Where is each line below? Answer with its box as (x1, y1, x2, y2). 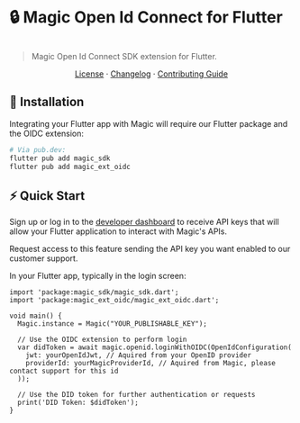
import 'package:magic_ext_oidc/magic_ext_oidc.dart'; (9, 296, 220, 305)
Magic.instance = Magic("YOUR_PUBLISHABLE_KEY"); (17, 319, 207, 328)
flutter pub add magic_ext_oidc (9, 162, 131, 171)
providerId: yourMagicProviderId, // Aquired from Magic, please (25, 359, 277, 368)
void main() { (9, 311, 63, 320)
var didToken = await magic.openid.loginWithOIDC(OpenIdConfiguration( (17, 343, 293, 352)
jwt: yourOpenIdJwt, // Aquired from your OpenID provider (25, 351, 252, 360)
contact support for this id (9, 366, 119, 376)
